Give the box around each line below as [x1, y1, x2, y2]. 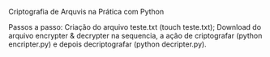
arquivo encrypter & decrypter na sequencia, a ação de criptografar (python [8, 31, 263, 40]
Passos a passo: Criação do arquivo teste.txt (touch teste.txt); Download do [8, 22, 262, 31]
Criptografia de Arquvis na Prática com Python [8, 7, 165, 16]
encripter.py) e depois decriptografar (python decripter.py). [8, 39, 207, 49]
